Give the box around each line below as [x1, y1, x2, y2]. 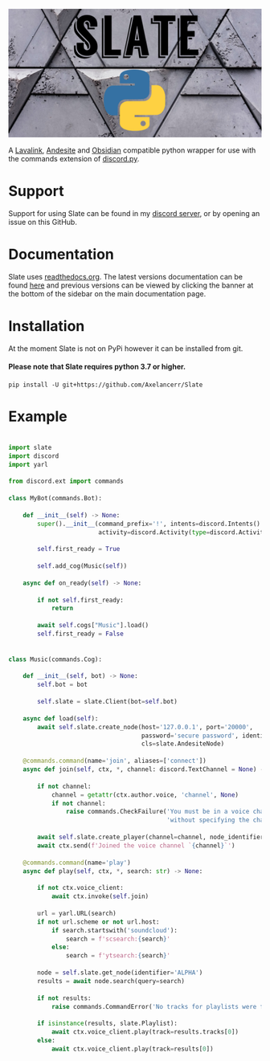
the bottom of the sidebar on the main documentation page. [8, 288, 207, 298]
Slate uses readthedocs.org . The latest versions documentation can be [8, 271, 243, 281]
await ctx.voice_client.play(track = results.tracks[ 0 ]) [51, 1028, 239, 1036]
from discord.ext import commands [8, 477, 125, 486]
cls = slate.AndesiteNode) [141, 740, 225, 748]
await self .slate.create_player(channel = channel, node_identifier [37, 833, 264, 842]
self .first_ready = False [37, 630, 125, 639]
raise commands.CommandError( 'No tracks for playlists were [51, 1002, 257, 1010]
